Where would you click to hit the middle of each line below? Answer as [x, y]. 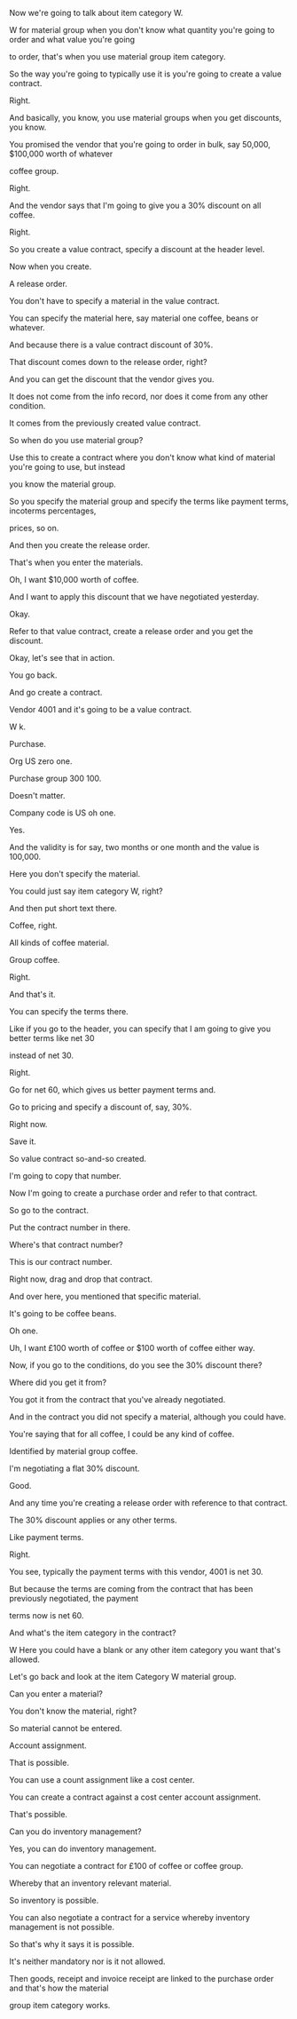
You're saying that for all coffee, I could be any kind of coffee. [122, 1434]
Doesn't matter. [37, 795]
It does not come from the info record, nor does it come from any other [139, 396]
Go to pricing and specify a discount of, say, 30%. [101, 1107]
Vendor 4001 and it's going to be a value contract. [101, 709]
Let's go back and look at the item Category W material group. [123, 1677]
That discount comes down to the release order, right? [108, 362]
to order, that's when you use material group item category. [117, 56]
